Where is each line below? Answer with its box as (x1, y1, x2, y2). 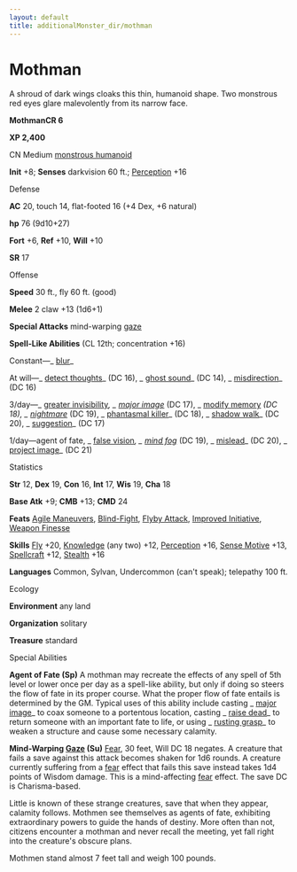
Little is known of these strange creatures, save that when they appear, (9, 798, 269, 809)
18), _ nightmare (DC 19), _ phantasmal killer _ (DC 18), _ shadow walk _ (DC (9, 409, 279, 419)
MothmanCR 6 (9, 115, 64, 126)
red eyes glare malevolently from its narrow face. (9, 98, 188, 109)
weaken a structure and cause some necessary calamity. (9, 726, 217, 736)
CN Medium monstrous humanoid (9, 150, 133, 160)
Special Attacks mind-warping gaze (9, 321, 142, 332)
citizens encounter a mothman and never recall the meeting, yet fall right (9, 826, 275, 837)
